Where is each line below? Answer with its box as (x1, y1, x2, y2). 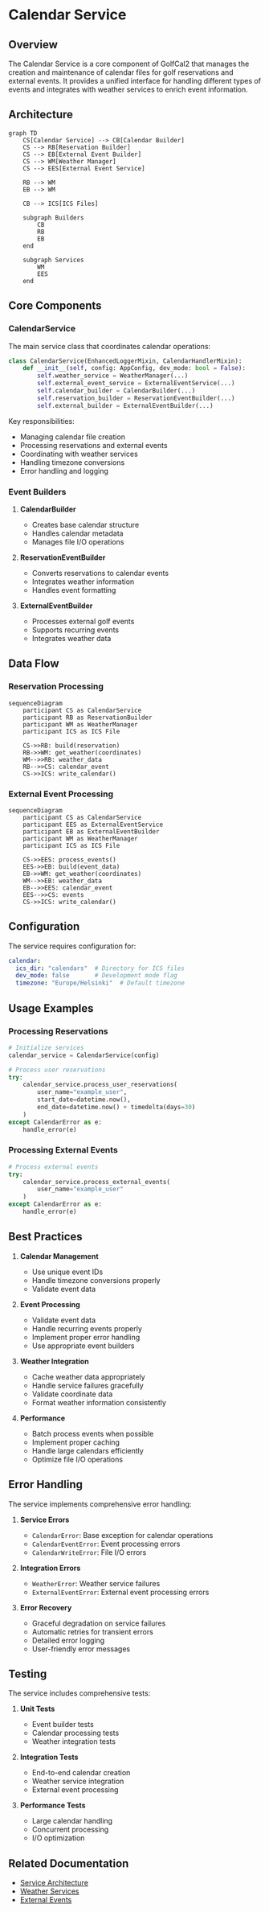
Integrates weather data (31, 633, 112, 643)
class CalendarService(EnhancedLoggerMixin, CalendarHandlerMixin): (8, 356, 243, 365)
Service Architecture (19, 1878, 88, 1888)
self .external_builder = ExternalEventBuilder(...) (37, 401, 214, 409)
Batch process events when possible (31, 1429, 154, 1438)
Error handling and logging (19, 466, 108, 475)
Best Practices (8, 1230, 83, 1244)
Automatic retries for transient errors (31, 1626, 154, 1636)
